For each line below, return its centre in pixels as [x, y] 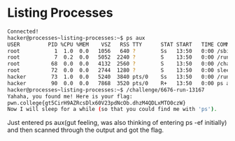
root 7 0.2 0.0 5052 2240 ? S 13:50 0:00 [111, 57]
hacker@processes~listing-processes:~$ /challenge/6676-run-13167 [106, 90]
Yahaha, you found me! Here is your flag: [70, 96]
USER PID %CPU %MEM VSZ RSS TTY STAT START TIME [111, 44]
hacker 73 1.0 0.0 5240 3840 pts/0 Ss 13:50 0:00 [111, 77]
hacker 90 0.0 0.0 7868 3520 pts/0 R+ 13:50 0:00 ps [115, 83]
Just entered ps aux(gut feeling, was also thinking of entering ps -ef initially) [117, 123]
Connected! [23, 31]
